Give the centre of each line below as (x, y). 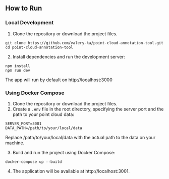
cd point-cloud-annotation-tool (39, 47)
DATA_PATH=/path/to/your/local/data (44, 128)
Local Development (30, 23)
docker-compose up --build (34, 162)
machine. (15, 143)
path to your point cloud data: (43, 114)
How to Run (24, 8)
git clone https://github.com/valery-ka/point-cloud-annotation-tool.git (84, 43)
